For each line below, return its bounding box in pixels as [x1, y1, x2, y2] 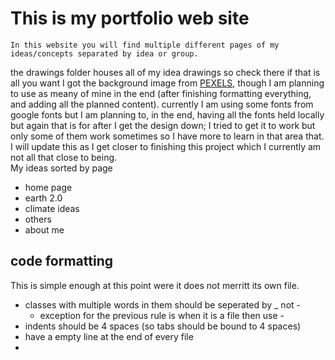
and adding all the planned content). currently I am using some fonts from [10, 98, 314, 110]
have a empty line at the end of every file [24, 330, 194, 342]
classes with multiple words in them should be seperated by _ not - [24, 298, 301, 311]
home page [24, 181, 73, 193]
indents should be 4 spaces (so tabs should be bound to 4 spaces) [24, 320, 302, 332]
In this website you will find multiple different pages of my [10, 40, 280, 50]
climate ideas [24, 202, 80, 214]
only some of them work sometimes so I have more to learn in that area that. [10, 130, 325, 142]
